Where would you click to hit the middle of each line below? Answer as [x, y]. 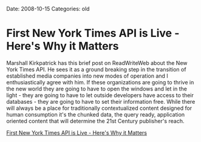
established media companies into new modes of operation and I [87, 76]
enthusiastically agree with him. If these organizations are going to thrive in [100, 82]
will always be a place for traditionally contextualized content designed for [99, 108]
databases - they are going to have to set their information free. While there [101, 101]
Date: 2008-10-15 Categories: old [48, 9]
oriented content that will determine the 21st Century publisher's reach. [95, 121]
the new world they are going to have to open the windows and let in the [97, 89]
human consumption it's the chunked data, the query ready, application [96, 114]
